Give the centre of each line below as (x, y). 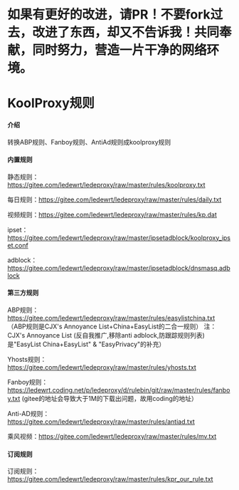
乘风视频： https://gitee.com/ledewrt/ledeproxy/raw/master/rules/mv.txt (112, 436)
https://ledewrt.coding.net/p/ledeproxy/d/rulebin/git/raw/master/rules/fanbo (119, 390)
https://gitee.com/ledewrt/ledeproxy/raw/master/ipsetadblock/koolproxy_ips (119, 238)
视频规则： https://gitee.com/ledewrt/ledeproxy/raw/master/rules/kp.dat (112, 214)
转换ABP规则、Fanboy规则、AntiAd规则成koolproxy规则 (89, 142)
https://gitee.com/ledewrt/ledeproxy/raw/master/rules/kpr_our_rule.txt (110, 479)
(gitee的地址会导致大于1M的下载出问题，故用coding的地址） (110, 398)
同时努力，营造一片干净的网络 (120, 50)
